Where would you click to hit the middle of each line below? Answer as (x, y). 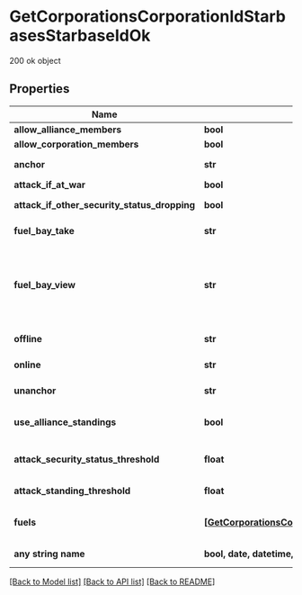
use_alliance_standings (65, 422)
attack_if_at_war (49, 185)
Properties (40, 89)
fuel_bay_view (45, 284)
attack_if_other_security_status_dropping (105, 204)
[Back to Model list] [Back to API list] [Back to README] (112, 581)
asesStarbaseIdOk (80, 36)
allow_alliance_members (68, 130)
